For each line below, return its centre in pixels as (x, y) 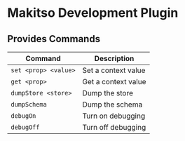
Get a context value (114, 82)
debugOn (23, 116)
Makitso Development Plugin (93, 13)
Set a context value (114, 70)
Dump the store (108, 93)
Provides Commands (54, 39)
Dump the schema (112, 105)
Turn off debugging (114, 127)
